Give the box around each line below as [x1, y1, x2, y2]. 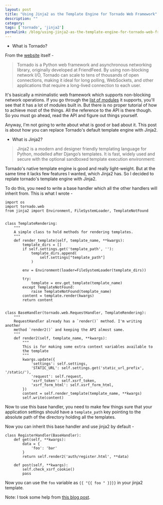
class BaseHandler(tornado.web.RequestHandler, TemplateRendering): [5, 310, 147, 315]
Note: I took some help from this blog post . [5, 494, 91, 500]
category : [5, 20, 25, 26]
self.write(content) [22, 395, 64, 400]
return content [22, 298, 53, 303]
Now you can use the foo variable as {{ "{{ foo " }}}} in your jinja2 [5, 480, 143, 486]
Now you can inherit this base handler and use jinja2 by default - [5, 423, 134, 429]
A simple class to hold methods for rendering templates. [14, 230, 133, 235]
